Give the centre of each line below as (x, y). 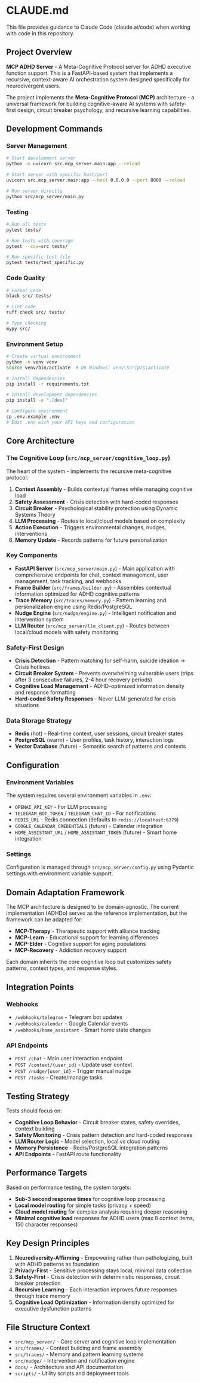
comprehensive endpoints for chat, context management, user (92, 575)
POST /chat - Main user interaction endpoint (69, 1059)
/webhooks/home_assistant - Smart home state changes (83, 1030)
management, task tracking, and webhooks (68, 581)
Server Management (37, 146)
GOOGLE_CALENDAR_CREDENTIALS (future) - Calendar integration (89, 826)
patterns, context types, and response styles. (62, 968)
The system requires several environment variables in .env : (79, 795)
